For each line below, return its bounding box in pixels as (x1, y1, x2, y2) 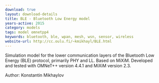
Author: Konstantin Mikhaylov (5, 72, 64, 78)
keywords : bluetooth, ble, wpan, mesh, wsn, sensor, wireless (5, 35, 134, 40)
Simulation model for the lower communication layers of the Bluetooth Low (5, 52, 155, 58)
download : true (5, 7, 36, 12)
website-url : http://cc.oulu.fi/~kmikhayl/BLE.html (5, 39, 112, 44)
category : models (5, 25, 40, 30)
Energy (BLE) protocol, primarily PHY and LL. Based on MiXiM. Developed (5, 57, 153, 63)
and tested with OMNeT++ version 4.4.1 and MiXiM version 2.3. (5, 62, 131, 68)
